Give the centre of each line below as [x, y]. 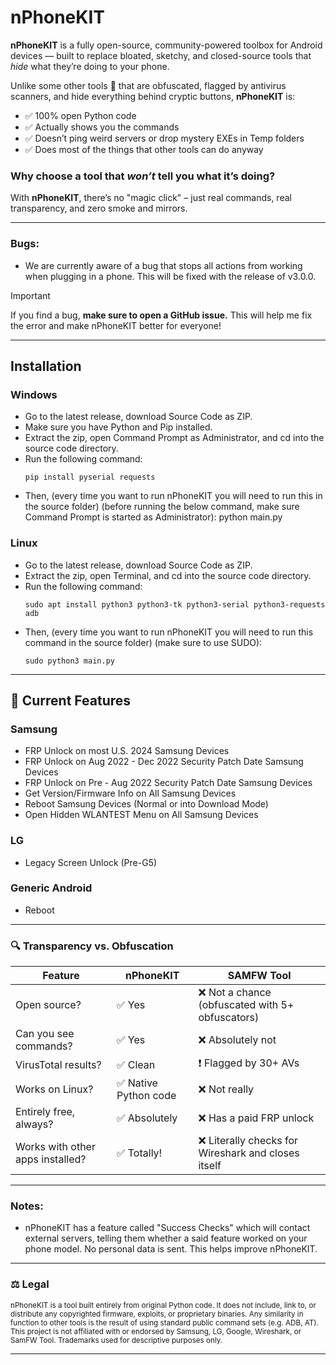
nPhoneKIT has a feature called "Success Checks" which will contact [167, 1228]
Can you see [45, 1034]
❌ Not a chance [235, 993]
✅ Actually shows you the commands [102, 127]
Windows [34, 394]
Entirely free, [45, 1112]
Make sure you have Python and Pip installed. [118, 427]
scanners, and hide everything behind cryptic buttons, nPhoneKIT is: [153, 96]
